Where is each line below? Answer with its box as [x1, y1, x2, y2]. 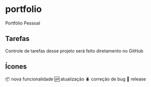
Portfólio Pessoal [5, 20, 40, 26]
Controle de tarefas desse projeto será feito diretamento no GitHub [5, 47, 144, 53]
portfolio [5, 3, 42, 15]
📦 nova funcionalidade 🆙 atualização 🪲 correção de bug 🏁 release [5, 76, 146, 82]
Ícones [5, 62, 27, 71]
